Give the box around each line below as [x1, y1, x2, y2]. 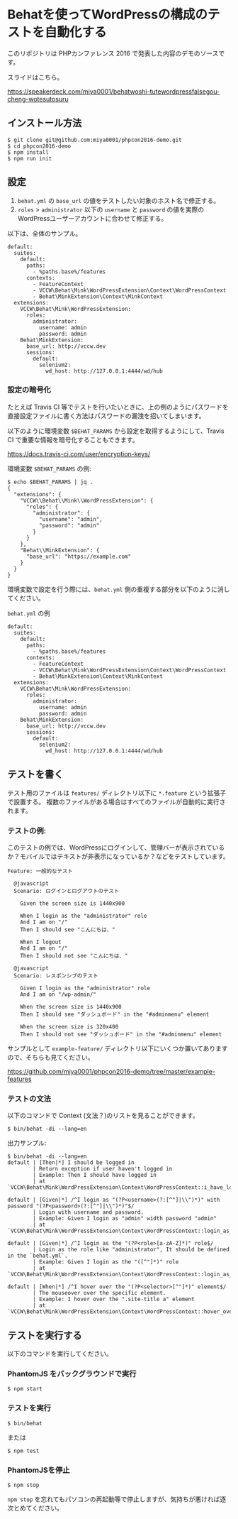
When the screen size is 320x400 [20, 1023, 119, 1030]
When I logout [20, 938, 62, 945]
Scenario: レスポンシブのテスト [13, 972, 98, 980]
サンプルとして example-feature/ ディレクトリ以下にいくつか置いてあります [7, 1044, 228, 1053]
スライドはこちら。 [7, 72, 64, 82]
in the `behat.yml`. [7, 1252, 69, 1260]
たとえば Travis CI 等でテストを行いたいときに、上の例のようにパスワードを [7, 402, 229, 411]
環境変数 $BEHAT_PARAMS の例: [7, 464, 91, 473]
